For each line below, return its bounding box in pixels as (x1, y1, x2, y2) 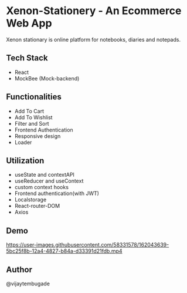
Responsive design (14, 132, 61, 139)
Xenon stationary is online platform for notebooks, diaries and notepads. (6, 36, 181, 43)
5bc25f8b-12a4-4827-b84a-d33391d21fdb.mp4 (6, 248, 123, 255)
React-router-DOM (14, 203, 60, 210)
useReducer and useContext (14, 177, 84, 184)
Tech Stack (6, 53, 48, 63)
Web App (6, 16, 52, 30)
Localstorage (14, 196, 47, 203)
